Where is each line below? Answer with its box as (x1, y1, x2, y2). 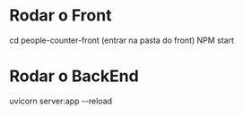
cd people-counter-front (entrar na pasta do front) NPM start (9, 35, 235, 45)
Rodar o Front (9, 5, 112, 26)
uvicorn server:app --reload (9, 95, 113, 106)
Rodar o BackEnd (9, 66, 139, 86)
